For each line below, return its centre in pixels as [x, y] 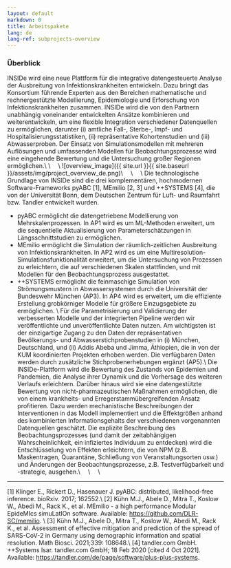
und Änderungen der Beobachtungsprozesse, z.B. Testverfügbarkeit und [120, 465]
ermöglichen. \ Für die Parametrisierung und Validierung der [102, 311]
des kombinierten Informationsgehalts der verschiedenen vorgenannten [119, 421]
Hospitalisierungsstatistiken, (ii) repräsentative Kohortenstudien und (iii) [109, 137]
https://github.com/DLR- [164, 514]
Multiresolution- [183, 253]
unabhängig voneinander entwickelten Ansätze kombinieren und [98, 115]
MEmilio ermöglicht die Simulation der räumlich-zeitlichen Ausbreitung [117, 245]
